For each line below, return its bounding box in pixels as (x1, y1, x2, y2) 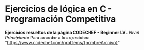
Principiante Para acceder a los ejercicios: (5, 35, 90, 40)
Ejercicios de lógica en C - (5, 3, 112, 14)
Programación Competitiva (5, 13, 116, 25)
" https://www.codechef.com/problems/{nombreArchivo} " (5, 39, 120, 45)
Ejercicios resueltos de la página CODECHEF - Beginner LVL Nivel (5, 29, 140, 35)
